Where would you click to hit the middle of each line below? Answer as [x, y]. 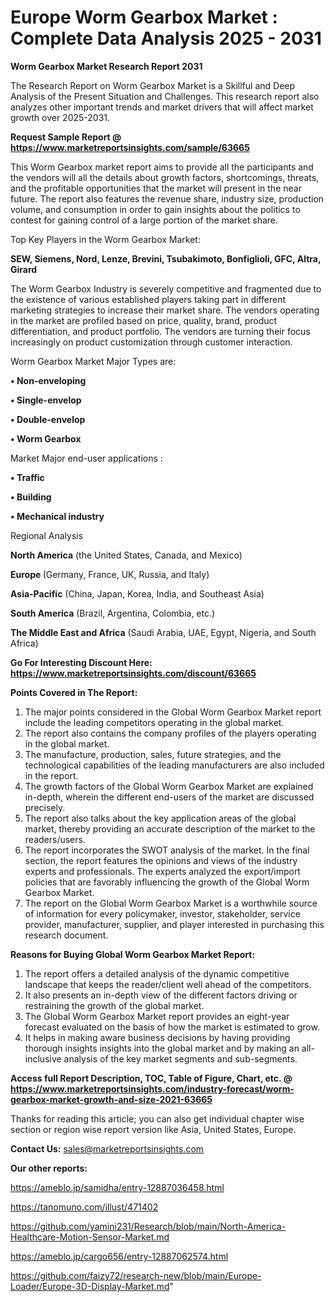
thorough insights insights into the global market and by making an [162, 1048]
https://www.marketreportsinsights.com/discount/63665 [133, 673]
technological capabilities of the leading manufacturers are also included [174, 765]
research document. [66, 935]
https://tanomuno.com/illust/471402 [84, 1207]
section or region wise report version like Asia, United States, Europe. [153, 1129]
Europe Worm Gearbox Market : [144, 17]
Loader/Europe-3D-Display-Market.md [90, 1286]
